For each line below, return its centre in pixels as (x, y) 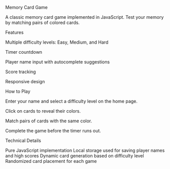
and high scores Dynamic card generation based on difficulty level (75, 156)
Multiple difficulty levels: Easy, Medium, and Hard (57, 42)
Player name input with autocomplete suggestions (58, 62)
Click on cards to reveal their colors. (43, 111)
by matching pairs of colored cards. (43, 23)
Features (14, 32)
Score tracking (21, 72)
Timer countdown (24, 52)
